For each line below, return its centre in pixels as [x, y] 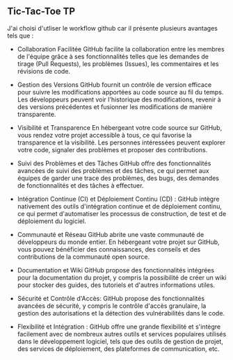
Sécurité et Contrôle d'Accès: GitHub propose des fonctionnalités [111, 298]
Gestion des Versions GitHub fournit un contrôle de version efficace [114, 84]
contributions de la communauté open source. [83, 256]
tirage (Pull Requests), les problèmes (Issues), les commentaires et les [118, 64]
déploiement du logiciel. [52, 221]
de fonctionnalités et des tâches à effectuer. [80, 185]
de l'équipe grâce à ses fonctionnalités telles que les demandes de [113, 56]
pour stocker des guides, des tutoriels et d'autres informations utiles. [116, 285]
